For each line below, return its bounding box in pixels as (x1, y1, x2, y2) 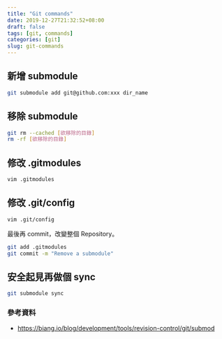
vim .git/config (7, 216, 54, 223)
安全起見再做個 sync (7, 271, 96, 283)
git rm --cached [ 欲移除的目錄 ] (7, 129, 96, 136)
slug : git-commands (7, 43, 64, 50)
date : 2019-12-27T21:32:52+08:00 (7, 17, 105, 24)
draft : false (7, 23, 45, 30)
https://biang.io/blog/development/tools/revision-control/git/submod (17, 324, 215, 333)
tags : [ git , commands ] (7, 29, 73, 37)
